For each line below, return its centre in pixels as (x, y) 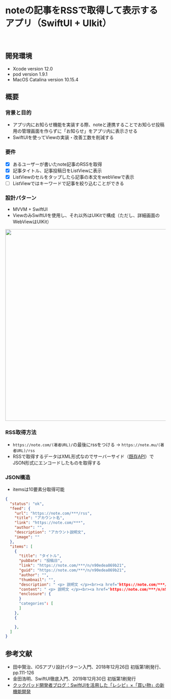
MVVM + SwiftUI (30, 209)
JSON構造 (18, 477)
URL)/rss (26, 451)
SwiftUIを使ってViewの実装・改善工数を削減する (63, 137)
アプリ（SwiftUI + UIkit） (59, 23)
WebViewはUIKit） (32, 222)
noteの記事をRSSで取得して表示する (82, 10)
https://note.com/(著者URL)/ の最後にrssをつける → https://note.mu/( (87, 445)
